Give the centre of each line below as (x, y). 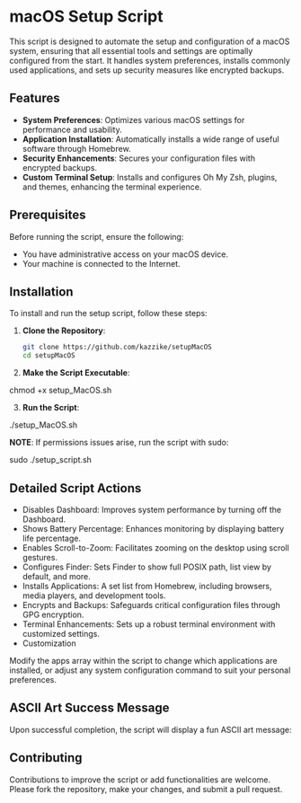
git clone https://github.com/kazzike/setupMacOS (117, 348)
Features (35, 98)
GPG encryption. (53, 614)
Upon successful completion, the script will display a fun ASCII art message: (150, 729)
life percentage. (51, 538)
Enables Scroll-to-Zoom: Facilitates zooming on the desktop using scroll (155, 547)
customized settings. (61, 633)
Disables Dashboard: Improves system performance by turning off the (151, 509)
